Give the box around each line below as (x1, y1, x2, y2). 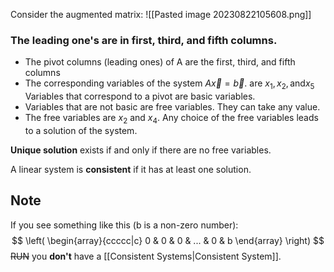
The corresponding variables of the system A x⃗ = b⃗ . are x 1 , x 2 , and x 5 (24, 77, 315, 92)
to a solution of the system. (24, 124, 138, 136)
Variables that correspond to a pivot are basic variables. (24, 90, 256, 103)
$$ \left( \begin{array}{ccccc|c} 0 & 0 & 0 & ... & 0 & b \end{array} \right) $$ (11, 234, 325, 246)
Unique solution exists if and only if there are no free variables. (10, 144, 272, 156)
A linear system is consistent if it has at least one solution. (10, 163, 252, 175)
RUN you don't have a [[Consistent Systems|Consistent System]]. (10, 250, 282, 262)
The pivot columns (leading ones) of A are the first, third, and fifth (24, 56, 296, 68)
